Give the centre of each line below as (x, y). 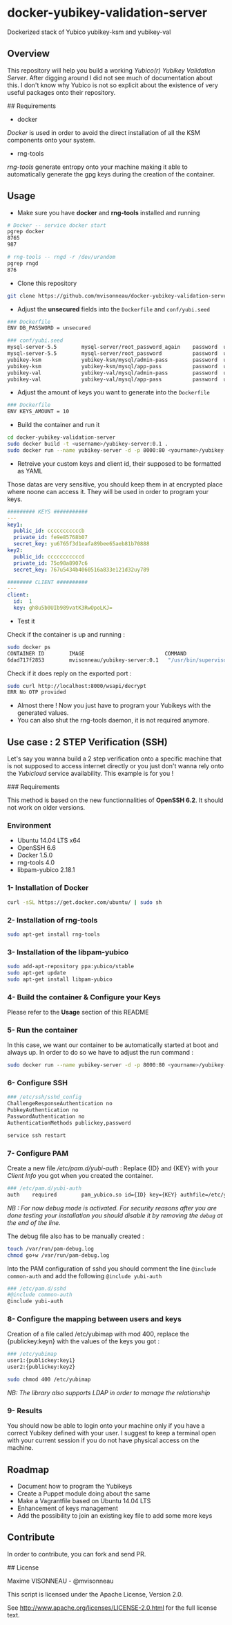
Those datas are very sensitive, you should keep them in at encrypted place (115, 484)
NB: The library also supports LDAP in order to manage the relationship (109, 1392)
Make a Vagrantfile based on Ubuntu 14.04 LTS (84, 1501)
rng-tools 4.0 (36, 862)
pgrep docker (26, 232)
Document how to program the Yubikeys (75, 1487)
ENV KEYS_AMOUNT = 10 (38, 412)
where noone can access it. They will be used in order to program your (108, 491)
